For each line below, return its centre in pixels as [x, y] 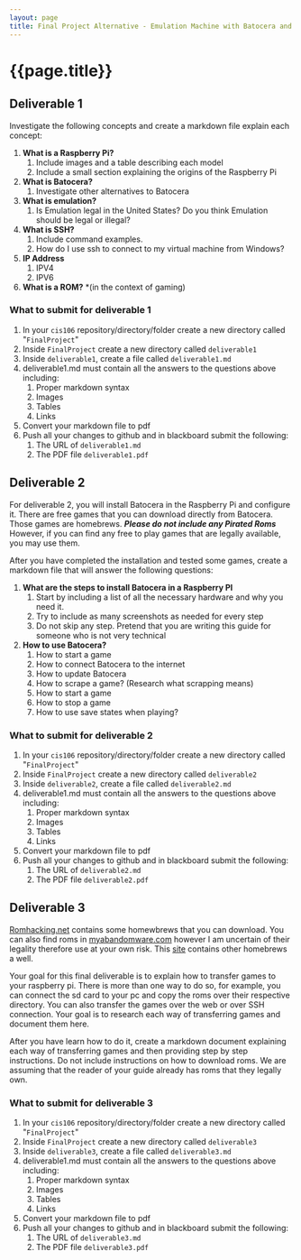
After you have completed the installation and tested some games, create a [149, 560]
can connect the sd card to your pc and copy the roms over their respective [150, 995]
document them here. [50, 1024]
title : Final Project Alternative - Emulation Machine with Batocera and [151, 26]
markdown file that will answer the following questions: [111, 570]
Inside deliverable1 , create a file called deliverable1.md [127, 358]
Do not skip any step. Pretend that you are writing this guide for [154, 625]
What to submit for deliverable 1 [80, 310]
